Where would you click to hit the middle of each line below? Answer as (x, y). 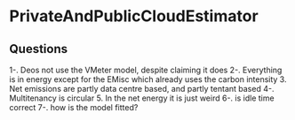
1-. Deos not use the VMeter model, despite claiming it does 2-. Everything (146, 70)
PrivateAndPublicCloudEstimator (134, 16)
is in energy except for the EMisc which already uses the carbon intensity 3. (148, 79)
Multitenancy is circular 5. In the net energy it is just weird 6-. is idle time (142, 98)
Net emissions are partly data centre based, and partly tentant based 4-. (142, 89)
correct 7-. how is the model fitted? (74, 107)
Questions (39, 49)
